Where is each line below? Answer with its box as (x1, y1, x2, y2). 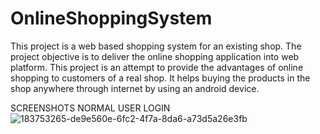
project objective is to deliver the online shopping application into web (10, 50, 300, 62)
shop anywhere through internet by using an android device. (10, 82, 260, 94)
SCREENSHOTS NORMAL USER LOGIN (10, 102, 171, 114)
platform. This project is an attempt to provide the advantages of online (10, 61, 304, 73)
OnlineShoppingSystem (10, 7, 213, 30)
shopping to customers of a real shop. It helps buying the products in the (10, 72, 311, 84)
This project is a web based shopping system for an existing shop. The (10, 40, 302, 52)
